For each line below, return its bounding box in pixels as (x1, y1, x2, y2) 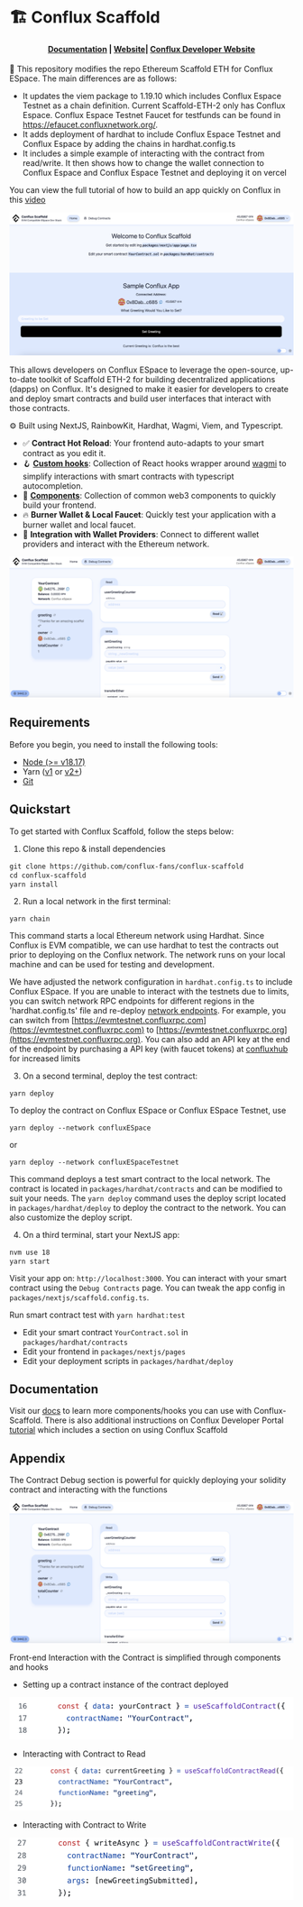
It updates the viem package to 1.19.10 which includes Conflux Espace (22, 91, 282, 102)
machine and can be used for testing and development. (9, 958, 215, 969)
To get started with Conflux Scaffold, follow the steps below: (9, 826, 234, 837)
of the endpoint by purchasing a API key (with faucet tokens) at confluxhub (9, 1043, 289, 1054)
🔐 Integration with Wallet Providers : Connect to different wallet (22, 528, 260, 539)
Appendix (9, 1451, 66, 1466)
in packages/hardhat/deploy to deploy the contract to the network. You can (9, 1202, 287, 1213)
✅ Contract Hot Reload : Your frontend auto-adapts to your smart (22, 437, 264, 448)
